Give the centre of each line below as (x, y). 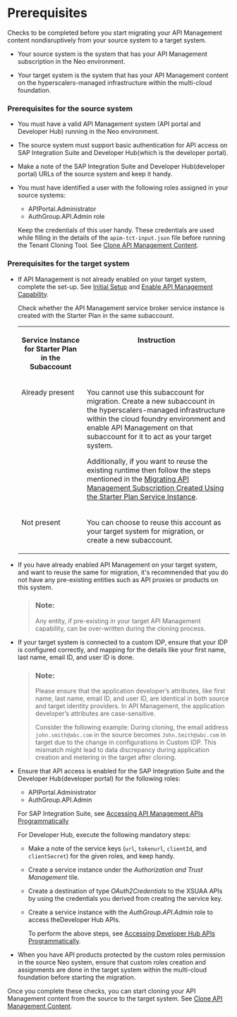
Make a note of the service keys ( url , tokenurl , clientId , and (117, 848)
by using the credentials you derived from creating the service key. (125, 899)
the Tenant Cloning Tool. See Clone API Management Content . (108, 245)
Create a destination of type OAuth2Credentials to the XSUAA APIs (125, 891)
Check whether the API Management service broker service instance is (121, 308)
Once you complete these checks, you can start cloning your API (102, 991)
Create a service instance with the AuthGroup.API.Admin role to (121, 912)
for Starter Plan (51, 348)
